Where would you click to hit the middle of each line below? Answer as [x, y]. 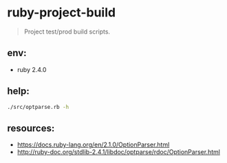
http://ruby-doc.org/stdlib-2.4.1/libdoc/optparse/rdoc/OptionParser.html [118, 152]
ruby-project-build [61, 13]
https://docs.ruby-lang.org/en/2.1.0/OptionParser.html [93, 145]
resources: [31, 128]
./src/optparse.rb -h [38, 107]
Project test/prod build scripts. [67, 32]
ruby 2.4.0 [32, 69]
